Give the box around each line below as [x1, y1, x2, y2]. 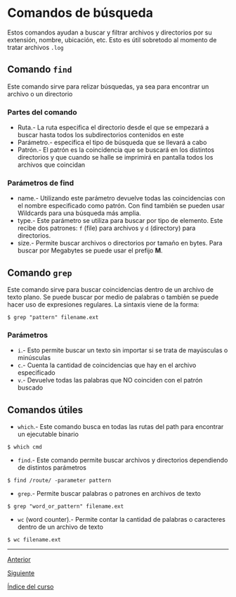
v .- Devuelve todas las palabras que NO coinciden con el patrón [17, 376, 203, 385]
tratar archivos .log [7, 43, 64, 51]
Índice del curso [7, 582, 54, 591]
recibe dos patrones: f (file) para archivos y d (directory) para [17, 224, 196, 233]
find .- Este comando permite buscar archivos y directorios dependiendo [17, 456, 228, 465]
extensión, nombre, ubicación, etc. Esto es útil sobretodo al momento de [7, 35, 217, 44]
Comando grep [7, 267, 72, 278]
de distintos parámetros [17, 463, 86, 472]
